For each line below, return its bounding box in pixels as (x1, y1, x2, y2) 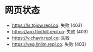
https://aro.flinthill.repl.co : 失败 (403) (11, 28, 88, 34)
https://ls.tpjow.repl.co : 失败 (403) (11, 22, 82, 28)
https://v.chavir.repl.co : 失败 (11, 35, 70, 41)
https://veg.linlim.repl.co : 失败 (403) (11, 41, 86, 47)
